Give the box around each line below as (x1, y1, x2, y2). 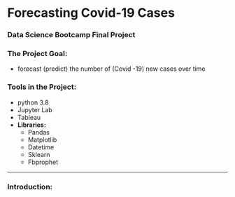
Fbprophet (27, 158, 59, 166)
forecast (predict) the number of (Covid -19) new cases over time (17, 64, 206, 73)
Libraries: (17, 121, 47, 129)
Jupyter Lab (17, 105, 52, 114)
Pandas (27, 128, 50, 136)
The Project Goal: (7, 49, 68, 59)
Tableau (17, 113, 41, 121)
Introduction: (7, 182, 53, 191)
